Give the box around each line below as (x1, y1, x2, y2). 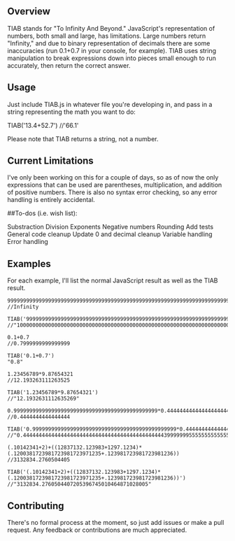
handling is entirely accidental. (7, 196, 96, 204)
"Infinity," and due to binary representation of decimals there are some (7, 38, 211, 48)
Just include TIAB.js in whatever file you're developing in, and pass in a (7, 100, 213, 108)
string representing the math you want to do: (7, 108, 136, 116)
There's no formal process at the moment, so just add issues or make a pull (7, 519, 225, 527)
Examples (7, 258, 51, 270)
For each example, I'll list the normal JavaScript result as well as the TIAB (7, 276, 218, 285)
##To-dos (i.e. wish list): (7, 209, 78, 217)
